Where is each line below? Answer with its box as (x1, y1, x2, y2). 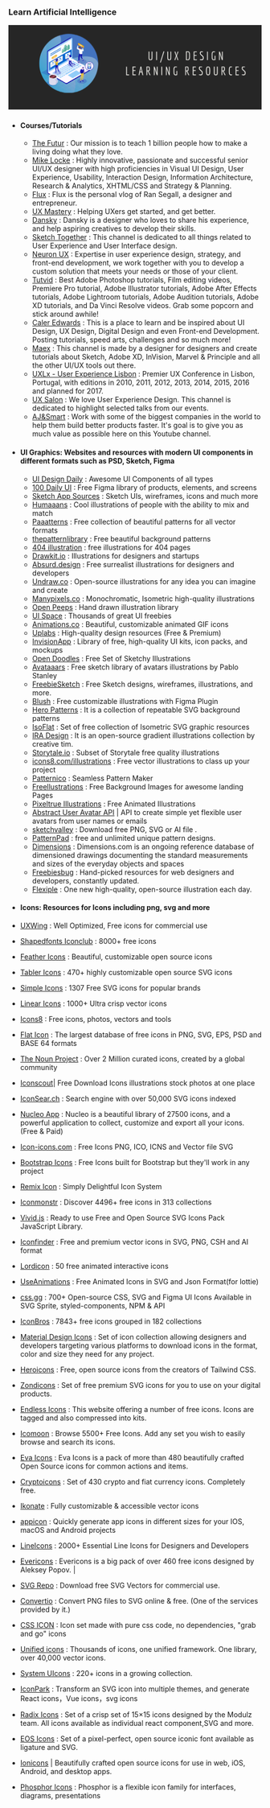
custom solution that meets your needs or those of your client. (31, 266, 239, 276)
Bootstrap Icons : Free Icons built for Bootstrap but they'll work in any (19, 1157, 251, 1167)
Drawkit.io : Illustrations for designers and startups (31, 550, 199, 561)
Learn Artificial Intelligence (8, 6, 117, 18)
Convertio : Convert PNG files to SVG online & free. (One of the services (19, 1596, 259, 1605)
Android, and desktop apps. (19, 1766, 112, 1776)
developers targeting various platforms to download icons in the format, (19, 1341, 258, 1350)
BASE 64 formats (19, 1038, 78, 1048)
